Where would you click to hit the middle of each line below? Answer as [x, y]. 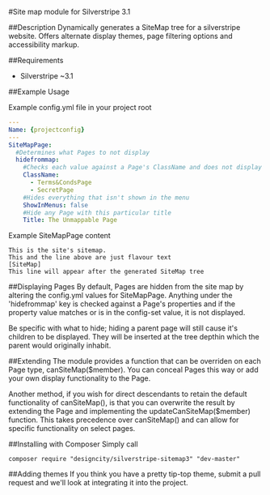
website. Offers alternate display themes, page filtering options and [120, 36]
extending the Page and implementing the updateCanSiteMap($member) [129, 412]
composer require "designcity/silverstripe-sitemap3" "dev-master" [124, 459]
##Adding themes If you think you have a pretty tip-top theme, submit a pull [135, 474]
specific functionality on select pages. [72, 429]
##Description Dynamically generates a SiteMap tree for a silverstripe [124, 27]
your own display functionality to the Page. [80, 378]
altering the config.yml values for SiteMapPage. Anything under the [120, 296]
